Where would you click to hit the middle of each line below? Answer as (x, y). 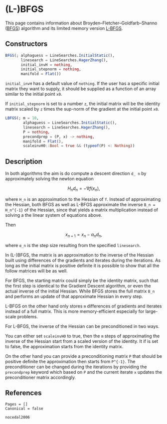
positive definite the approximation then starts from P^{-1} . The (70, 361)
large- (152, 311)
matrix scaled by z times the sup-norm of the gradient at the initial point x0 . (82, 109)
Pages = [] (16, 405)
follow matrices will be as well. (37, 271)
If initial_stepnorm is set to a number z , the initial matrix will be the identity (83, 104)
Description (24, 161)
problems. (28, 316)
